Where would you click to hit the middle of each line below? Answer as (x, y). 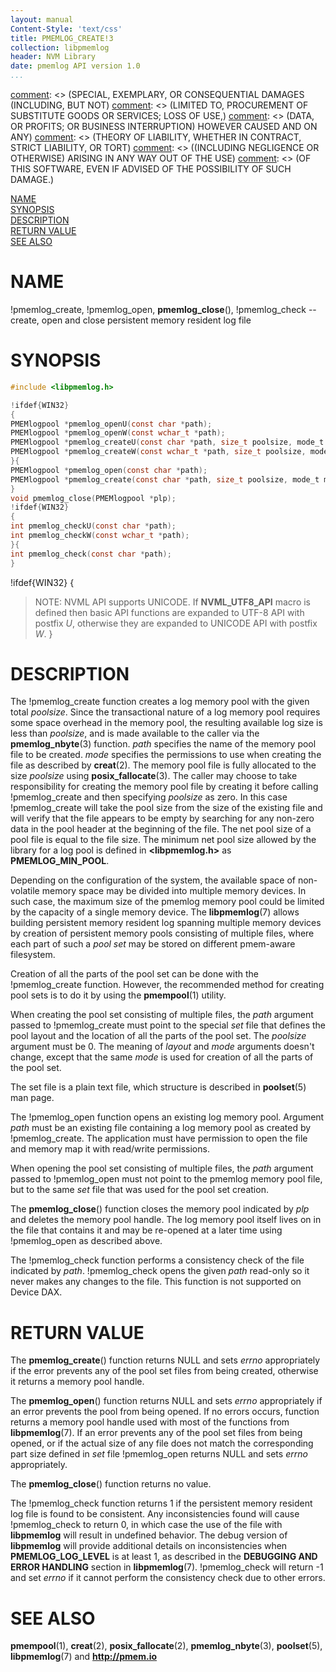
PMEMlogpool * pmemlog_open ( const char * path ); (109, 470)
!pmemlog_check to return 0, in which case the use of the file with (146, 1525)
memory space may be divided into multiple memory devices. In (174, 891)
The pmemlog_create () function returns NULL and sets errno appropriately (165, 1360)
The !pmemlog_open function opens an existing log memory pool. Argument (167, 1117)
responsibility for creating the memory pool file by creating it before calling (164, 787)
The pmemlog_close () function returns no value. (111, 1484)
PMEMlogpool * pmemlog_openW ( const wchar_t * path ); (118, 433)
